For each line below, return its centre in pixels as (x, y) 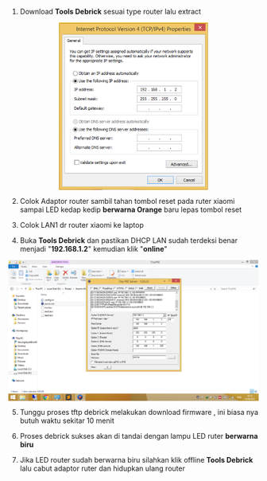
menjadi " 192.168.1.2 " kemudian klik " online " (94, 249)
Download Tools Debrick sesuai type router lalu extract (110, 12)
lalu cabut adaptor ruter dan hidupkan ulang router (102, 468)
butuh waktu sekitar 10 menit (67, 420)
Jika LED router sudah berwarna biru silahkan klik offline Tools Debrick (136, 460)
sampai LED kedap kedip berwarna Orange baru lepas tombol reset (131, 209)
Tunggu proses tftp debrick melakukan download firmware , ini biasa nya (139, 413)
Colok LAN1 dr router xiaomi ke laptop (82, 225)
